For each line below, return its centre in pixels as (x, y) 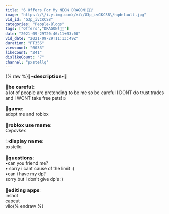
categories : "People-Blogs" (35, 24)
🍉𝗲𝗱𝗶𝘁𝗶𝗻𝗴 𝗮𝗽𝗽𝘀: (23, 190)
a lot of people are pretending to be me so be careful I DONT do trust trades (85, 93)
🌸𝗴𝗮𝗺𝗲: (14, 109)
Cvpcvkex (16, 131)
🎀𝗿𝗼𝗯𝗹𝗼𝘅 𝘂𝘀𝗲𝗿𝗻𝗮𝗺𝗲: (28, 125)
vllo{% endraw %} (25, 206)
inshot (12, 196)
